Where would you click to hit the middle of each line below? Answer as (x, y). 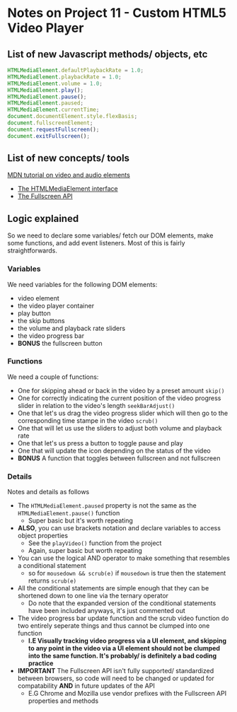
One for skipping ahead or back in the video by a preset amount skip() (121, 390)
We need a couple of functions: (53, 377)
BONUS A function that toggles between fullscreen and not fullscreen (119, 458)
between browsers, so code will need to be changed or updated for (116, 678)
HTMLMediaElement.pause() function (69, 513)
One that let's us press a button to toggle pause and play (100, 443)
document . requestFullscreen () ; (53, 129)
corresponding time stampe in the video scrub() (88, 420)
